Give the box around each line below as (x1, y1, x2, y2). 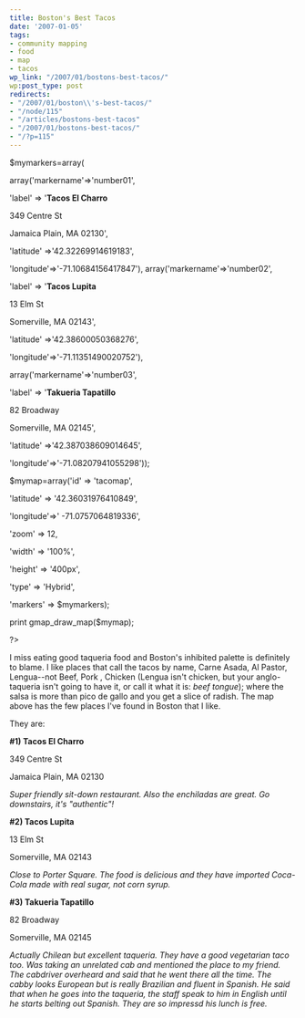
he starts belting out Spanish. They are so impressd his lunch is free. (9, 998, 268, 1009)
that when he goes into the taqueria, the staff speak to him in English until (9, 988, 287, 999)
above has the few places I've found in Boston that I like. (9, 700, 221, 712)
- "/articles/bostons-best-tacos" (9, 115, 141, 124)
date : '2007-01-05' (9, 22, 84, 31)
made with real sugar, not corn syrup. (28, 878, 171, 889)
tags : (9, 30, 30, 39)
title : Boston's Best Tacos (9, 13, 117, 23)
